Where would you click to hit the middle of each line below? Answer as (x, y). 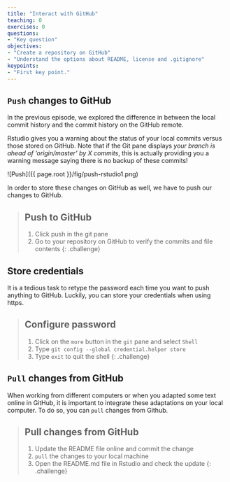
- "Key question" (33, 40)
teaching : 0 (24, 20)
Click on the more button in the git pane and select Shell (116, 341)
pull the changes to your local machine (92, 456)
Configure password (70, 325)
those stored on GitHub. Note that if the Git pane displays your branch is (111, 146)
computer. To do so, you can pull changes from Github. (88, 410)
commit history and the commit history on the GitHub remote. (95, 125)
